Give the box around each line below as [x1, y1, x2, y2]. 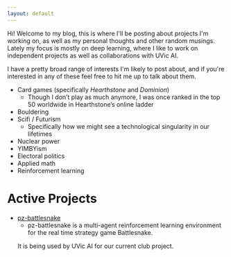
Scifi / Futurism [17, 115, 61, 123]
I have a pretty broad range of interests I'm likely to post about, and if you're [7, 64, 225, 73]
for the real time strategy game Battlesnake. [27, 228, 153, 236]
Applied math [17, 159, 56, 167]
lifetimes [27, 130, 53, 138]
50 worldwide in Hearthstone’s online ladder [27, 100, 154, 108]
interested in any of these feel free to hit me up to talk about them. [7, 72, 196, 80]
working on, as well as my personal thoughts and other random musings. [7, 36, 215, 45]
